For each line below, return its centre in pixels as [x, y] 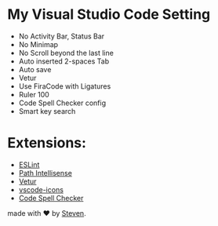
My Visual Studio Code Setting [109, 15]
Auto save [35, 69]
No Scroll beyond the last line [66, 53]
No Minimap [38, 44]
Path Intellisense [45, 173]
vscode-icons [41, 189]
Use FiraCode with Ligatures [65, 86]
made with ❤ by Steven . [47, 213]
